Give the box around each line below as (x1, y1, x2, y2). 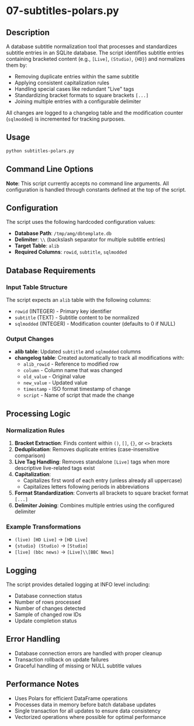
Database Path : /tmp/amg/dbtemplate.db (14, 230, 112, 237)
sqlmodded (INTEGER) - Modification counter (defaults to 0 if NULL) (14, 321, 176, 327)
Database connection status (14, 592, 83, 599)
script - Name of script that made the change (23, 391, 134, 399)
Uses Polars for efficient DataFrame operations (14, 694, 128, 701)
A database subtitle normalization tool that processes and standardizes (6, 43, 177, 50)
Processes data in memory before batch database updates (14, 701, 157, 708)
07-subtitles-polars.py (6, 4, 119, 18)
